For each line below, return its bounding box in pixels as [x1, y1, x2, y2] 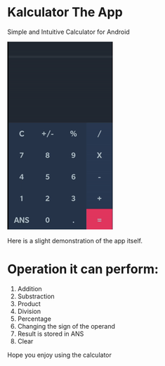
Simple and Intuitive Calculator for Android [7, 28, 130, 36]
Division [17, 307, 41, 315]
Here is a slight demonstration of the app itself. [7, 236, 143, 245]
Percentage [17, 315, 51, 323]
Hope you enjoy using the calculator [7, 350, 112, 359]
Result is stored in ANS [17, 329, 84, 338]
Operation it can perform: [7, 262, 159, 277]
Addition [17, 284, 42, 293]
